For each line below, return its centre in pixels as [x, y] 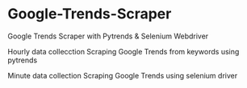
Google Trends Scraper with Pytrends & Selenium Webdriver [108, 36]
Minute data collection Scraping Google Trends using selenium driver [123, 75]
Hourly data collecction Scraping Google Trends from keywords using [123, 51]
